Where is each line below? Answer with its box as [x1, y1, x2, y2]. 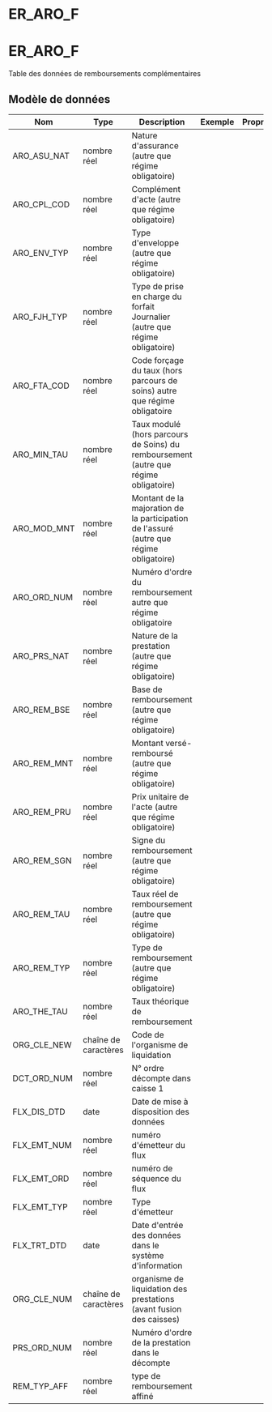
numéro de [131, 1162, 173, 1174]
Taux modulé [131, 418, 181, 429]
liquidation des [131, 1283, 188, 1295]
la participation [131, 512, 189, 523]
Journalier [131, 311, 171, 322]
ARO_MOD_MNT [12, 523, 75, 534]
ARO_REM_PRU [12, 806, 71, 817]
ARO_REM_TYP [12, 962, 70, 973]
